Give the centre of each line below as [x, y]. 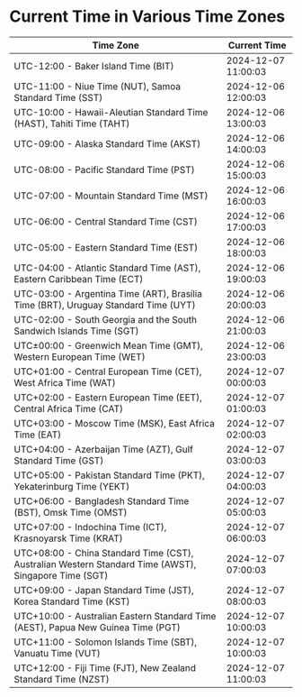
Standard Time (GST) [59, 460]
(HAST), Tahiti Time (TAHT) [72, 124]
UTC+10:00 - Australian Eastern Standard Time [115, 616]
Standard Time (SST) [58, 97]
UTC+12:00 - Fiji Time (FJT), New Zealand [105, 667]
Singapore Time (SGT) [61, 575]
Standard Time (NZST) [62, 679]
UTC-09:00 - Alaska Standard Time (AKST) [107, 143]
